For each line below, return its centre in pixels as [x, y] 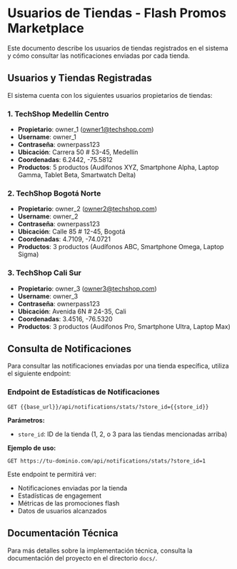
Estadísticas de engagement [60, 495]
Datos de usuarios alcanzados [62, 510]
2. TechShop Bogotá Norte [54, 193]
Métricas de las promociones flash [69, 503]
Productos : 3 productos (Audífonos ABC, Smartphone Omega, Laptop [121, 247]
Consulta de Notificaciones [70, 349]
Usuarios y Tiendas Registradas [80, 78]
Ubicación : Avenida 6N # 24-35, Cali [72, 311]
